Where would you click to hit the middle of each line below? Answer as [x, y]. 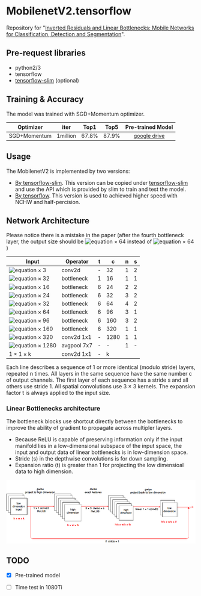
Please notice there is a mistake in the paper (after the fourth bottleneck [95, 235]
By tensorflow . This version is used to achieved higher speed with [96, 195]
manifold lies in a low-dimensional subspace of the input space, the [98, 446]
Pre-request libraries [46, 53]
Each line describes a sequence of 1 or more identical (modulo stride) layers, [101, 367]
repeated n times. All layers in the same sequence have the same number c [99, 374]
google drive [149, 136]
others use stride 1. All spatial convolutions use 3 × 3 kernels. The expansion [101, 386]
